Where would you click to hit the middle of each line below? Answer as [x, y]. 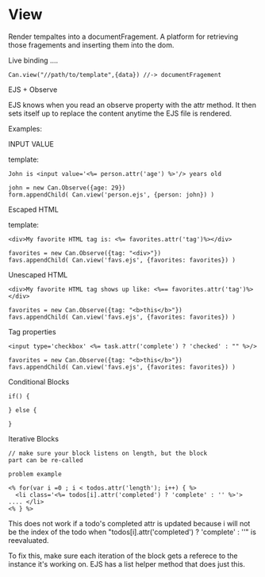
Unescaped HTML [38, 274]
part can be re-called [46, 460]
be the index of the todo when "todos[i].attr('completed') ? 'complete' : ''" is [132, 532]
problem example [35, 474]
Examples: [25, 128]
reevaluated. [29, 540]
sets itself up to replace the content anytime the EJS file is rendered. [120, 113]
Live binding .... [33, 60]
